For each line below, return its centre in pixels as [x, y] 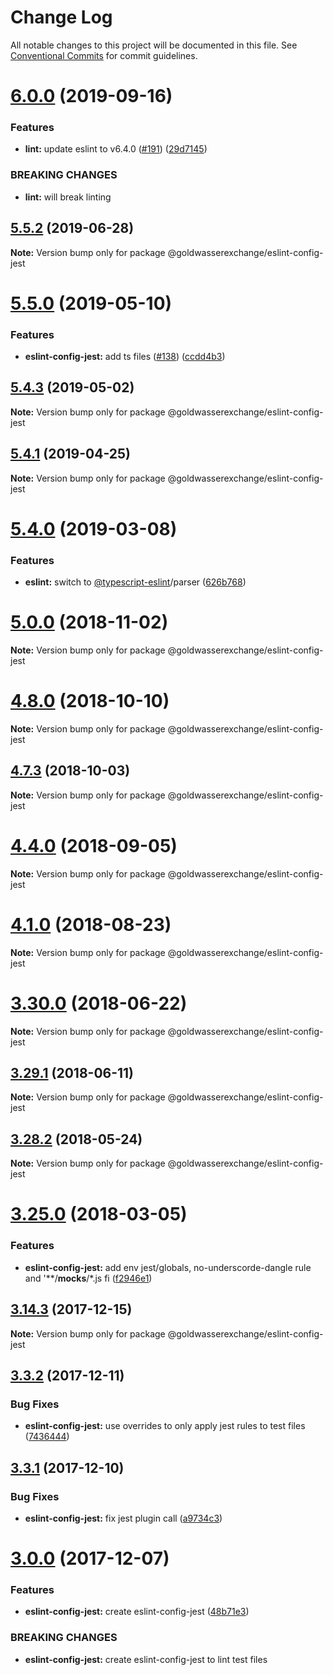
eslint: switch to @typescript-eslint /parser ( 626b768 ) [135, 582]
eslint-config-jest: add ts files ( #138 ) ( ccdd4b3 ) [125, 357]
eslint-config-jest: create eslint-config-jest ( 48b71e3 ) [137, 1612]
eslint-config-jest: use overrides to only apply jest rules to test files [165, 1426]
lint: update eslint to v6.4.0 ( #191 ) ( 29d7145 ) [116, 149]
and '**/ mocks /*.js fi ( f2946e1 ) [88, 1278]
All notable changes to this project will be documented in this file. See [154, 45]
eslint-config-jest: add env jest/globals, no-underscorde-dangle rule [168, 1267]
